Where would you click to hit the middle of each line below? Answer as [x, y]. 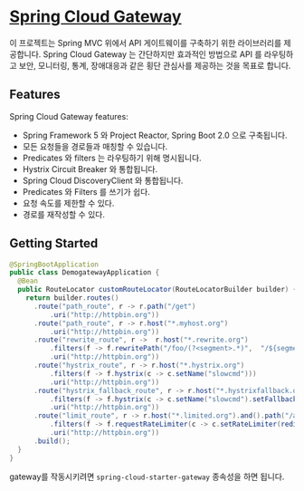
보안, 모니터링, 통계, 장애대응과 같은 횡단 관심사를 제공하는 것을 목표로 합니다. [155, 65]
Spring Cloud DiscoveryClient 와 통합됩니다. [103, 180]
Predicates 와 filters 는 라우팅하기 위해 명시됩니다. [112, 158]
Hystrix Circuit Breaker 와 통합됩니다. [90, 168]
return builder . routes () [72, 298]
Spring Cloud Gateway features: [69, 116]
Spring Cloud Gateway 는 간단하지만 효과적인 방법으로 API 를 [152, 54]
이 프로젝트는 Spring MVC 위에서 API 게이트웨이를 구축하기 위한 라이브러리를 [146, 43]
